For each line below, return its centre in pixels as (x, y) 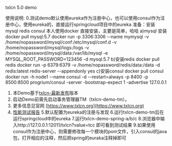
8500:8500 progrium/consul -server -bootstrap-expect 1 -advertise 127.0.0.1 (86, 82)
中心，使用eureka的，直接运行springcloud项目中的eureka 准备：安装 (82, 24)
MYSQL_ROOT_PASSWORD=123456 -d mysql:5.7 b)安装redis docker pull (83, 59)
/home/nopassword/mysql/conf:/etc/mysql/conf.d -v (61, 42)
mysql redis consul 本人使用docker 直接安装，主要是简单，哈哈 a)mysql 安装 (86, 31)
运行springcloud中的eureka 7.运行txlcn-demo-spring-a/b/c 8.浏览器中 (87, 118)
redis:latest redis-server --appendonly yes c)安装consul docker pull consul (84, 71)
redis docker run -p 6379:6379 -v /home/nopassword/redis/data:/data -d (83, 65)
